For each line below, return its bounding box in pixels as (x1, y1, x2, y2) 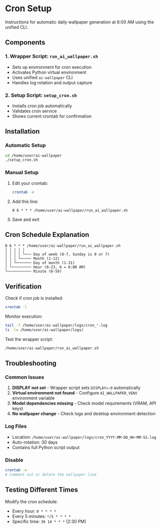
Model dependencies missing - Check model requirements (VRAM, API (12, 400, 157, 406)
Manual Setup (5, 169, 39, 176)
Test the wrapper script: (5, 336, 54, 342)
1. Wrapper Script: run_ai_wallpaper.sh (5, 53, 98, 60)
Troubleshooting (5, 359, 57, 368)
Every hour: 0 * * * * (12, 508, 56, 514)
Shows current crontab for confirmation (12, 113, 92, 119)
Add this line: (12, 198, 39, 204)
